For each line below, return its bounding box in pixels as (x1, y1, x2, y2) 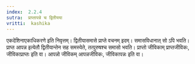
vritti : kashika (6, 20, 51, 26)
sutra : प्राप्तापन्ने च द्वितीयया (6, 15, 63, 21)
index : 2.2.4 (6, 9, 43, 15)
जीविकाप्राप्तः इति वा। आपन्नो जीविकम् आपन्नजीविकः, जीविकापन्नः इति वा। (6, 51, 144, 58)
